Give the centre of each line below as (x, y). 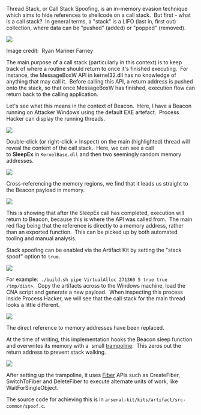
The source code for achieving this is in (55, 399)
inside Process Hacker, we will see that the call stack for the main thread (96, 298)
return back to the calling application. (52, 94)
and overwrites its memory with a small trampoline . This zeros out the (94, 346)
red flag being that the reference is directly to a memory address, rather (95, 226)
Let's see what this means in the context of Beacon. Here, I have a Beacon (99, 106)
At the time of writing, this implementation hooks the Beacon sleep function (99, 339)
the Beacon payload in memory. (46, 190)
